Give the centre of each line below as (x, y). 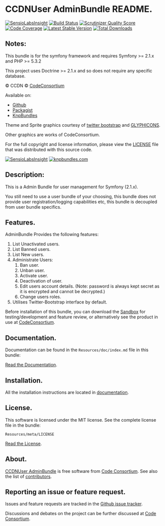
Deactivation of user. (41, 281)
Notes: (16, 44)
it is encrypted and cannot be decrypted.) (62, 292)
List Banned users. (31, 249)
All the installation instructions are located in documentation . (67, 392)
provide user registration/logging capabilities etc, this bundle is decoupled (81, 202)
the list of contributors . (29, 476)
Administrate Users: (33, 260)
